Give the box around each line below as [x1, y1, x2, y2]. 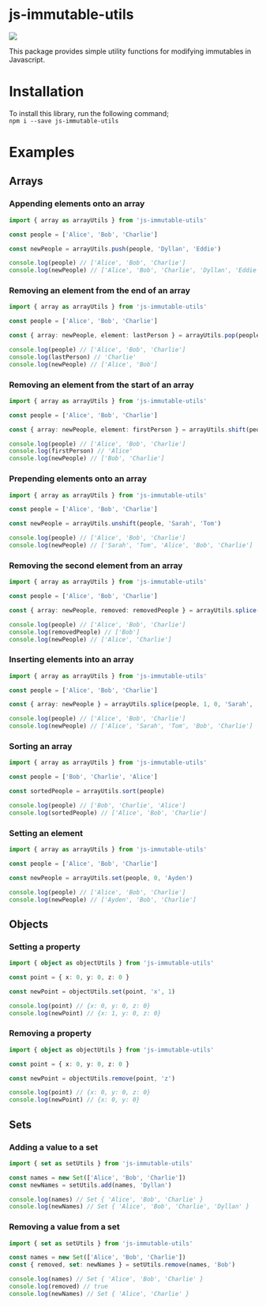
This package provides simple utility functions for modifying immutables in [9, 46, 252, 56]
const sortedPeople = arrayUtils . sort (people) [9, 788, 165, 796]
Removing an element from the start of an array [9, 379, 194, 390]
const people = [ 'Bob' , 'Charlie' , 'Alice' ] [9, 773, 158, 781]
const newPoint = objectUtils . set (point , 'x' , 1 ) [9, 988, 176, 995]
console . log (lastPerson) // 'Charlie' [9, 353, 137, 361]
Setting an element [9, 827, 84, 838]
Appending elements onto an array [9, 198, 145, 209]
